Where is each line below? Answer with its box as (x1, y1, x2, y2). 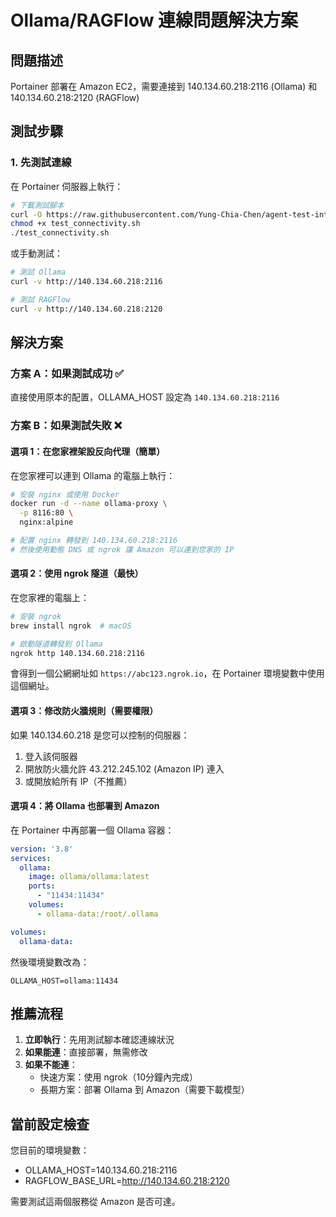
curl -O (10, 209, 43, 220)
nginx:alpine (19, 517, 74, 528)
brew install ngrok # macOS (10, 621, 132, 631)
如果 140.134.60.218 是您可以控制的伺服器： (10, 729, 190, 741)
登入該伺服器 (24, 750, 78, 762)
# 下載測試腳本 (10, 200, 65, 210)
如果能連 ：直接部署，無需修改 (24, 1046, 148, 1058)
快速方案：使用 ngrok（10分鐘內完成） (39, 1071, 199, 1083)
